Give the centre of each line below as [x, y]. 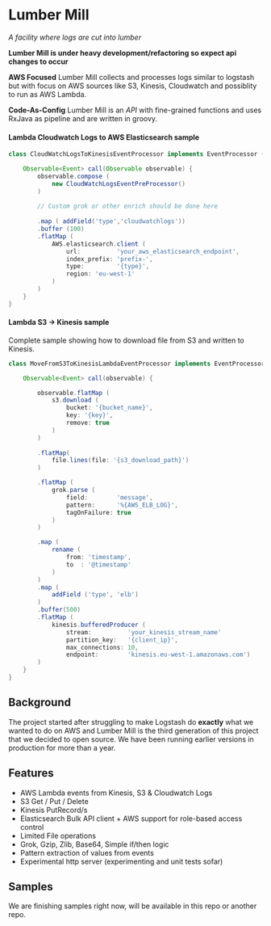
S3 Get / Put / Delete [54, 801]
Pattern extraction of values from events [87, 852]
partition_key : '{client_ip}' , [122, 640]
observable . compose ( [74, 176]
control [32, 827]
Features [31, 773]
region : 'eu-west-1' [100, 274]
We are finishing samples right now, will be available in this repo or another [133, 906]
